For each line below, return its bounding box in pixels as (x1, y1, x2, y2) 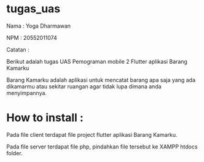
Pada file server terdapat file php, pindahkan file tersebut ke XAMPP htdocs (6, 143, 198, 150)
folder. (6, 149, 23, 156)
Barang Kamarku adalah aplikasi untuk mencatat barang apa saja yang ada (6, 76, 195, 83)
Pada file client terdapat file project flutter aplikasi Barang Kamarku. (6, 131, 178, 138)
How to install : (6, 111, 84, 125)
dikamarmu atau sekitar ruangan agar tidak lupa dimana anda (6, 82, 162, 90)
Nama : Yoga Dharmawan (6, 22, 71, 29)
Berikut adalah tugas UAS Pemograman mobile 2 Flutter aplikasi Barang (6, 58, 187, 65)
